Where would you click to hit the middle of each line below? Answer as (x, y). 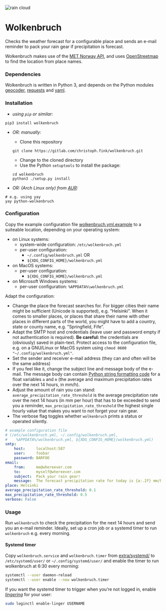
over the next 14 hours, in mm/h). (46, 384)
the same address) (31, 363)
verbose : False (21, 499)
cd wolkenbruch (28, 174)
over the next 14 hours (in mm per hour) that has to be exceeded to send (86, 400)
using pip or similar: (33, 114)
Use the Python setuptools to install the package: (70, 165)
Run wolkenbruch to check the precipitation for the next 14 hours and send (80, 523)
